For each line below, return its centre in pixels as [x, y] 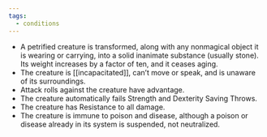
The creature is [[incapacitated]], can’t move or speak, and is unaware [138, 72]
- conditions [38, 24]
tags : [17, 16]
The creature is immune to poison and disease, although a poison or [134, 115]
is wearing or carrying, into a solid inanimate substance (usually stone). [140, 55]
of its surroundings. [53, 81]
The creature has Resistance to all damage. [93, 107]
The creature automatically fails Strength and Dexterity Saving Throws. [139, 98]
